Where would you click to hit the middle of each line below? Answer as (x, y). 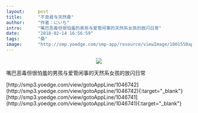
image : (14, 45)
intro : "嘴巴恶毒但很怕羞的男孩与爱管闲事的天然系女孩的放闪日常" (84, 28)
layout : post (27, 11)
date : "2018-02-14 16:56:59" (50, 34)
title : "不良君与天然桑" (40, 17)
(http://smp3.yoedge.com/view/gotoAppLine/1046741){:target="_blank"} (94, 103)
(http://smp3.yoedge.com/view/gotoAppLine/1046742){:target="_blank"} (95, 91)
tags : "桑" (27, 39)
